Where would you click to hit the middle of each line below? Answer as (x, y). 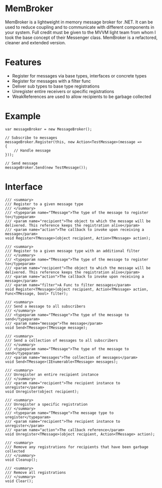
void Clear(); (19, 481)
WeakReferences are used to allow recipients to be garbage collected (81, 96)
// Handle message (32, 150)
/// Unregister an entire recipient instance (52, 375)
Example (23, 116)
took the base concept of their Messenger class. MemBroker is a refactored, (81, 38)
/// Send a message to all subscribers (45, 306)
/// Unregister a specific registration (47, 404)
